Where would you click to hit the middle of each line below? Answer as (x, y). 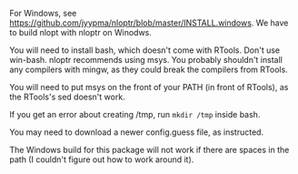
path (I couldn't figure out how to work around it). (102, 159)
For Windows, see (43, 13)
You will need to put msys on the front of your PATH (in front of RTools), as (149, 87)
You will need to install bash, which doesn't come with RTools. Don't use (145, 50)
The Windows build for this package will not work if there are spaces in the (149, 150)
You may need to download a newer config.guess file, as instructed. (137, 132)
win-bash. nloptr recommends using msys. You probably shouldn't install (146, 60)
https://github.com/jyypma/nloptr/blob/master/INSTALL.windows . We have (149, 23)
